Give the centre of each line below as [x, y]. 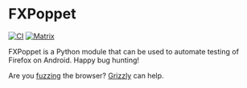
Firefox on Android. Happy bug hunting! [74, 60]
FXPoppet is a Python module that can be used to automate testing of [124, 51]
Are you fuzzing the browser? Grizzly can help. [86, 75]
